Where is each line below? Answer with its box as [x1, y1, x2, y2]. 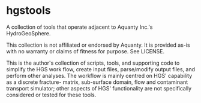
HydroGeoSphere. [6, 29, 51, 37]
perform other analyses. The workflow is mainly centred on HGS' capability [6, 72, 193, 79]
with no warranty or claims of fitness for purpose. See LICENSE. [6, 47, 165, 54]
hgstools [6, 4, 51, 17]
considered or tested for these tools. [6, 91, 97, 98]
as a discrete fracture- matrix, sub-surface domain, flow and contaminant [6, 78, 188, 86]
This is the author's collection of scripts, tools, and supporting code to [6, 59, 180, 66]
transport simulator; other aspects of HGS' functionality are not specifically [6, 84, 192, 92]
